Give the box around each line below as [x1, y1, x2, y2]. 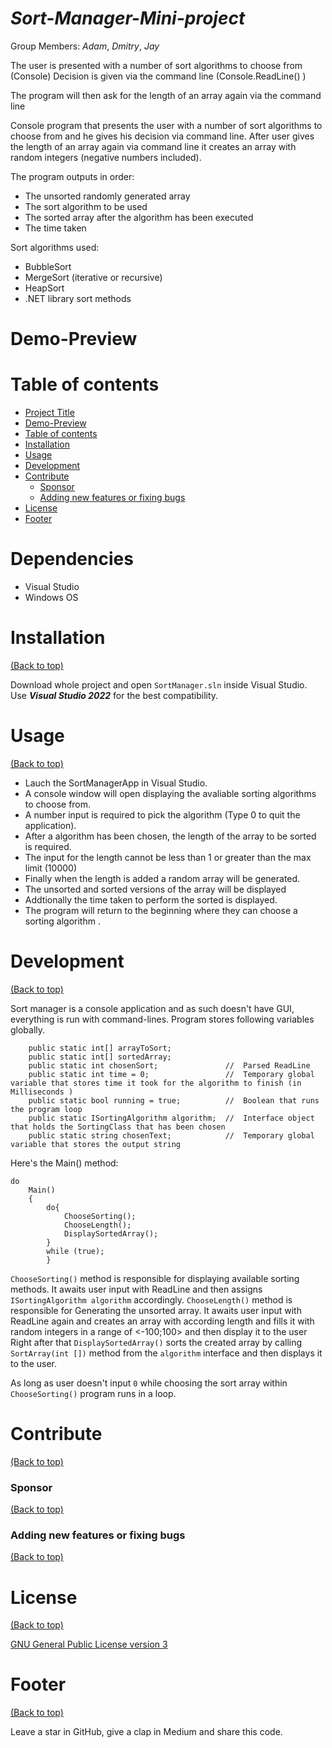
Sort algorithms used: [10, 241, 100, 253]
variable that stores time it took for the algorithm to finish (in [10, 1078, 302, 1088]
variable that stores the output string [10, 1139, 182, 1149]
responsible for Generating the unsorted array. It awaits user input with [10, 1304, 302, 1316]
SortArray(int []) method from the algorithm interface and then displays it [10, 1347, 323, 1359]
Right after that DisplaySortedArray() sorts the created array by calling [10, 1336, 303, 1348]
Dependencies [10, 548, 134, 571]
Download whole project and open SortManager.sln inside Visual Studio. [10, 678, 308, 691]
